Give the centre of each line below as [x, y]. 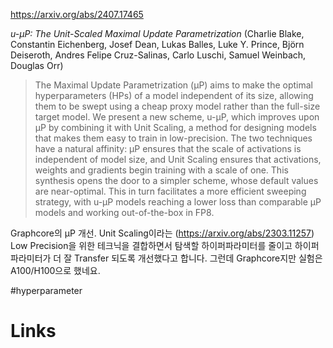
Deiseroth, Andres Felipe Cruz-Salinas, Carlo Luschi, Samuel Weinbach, [158, 55]
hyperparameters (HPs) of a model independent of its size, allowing [174, 95]
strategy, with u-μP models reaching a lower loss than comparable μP [178, 202]
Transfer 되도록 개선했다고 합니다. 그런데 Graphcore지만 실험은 [198, 258]
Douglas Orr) [37, 65]
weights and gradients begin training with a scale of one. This [161, 170]
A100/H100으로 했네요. [55, 270]
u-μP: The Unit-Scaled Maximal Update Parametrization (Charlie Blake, [157, 33]
